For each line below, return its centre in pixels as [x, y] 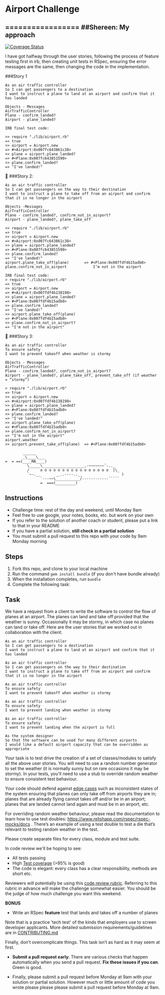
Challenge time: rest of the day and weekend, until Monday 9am [77, 510]
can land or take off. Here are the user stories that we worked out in [73, 627]
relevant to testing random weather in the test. [52, 829]
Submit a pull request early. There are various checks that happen [80, 957]
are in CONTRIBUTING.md [32, 933]
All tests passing [29, 858]
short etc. [22, 874]
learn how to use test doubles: [36, 819]
